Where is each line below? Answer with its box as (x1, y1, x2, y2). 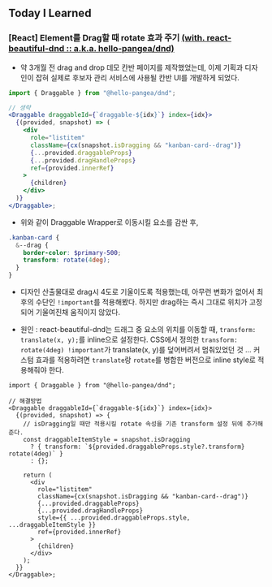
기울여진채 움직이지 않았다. (35, 308, 120, 317)
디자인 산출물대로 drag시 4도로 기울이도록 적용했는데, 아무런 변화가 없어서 (19, 287, 256, 297)
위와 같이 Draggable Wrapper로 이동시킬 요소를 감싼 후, (19, 217, 199, 227)
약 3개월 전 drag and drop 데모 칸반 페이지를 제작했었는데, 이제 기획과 (19, 63, 244, 72)
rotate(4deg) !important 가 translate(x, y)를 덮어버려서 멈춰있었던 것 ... (19, 345, 252, 355)
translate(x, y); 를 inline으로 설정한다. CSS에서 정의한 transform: (19, 335, 238, 344)
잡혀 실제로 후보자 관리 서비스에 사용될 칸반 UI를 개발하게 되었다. (35, 72, 240, 82)
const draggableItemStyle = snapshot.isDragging (23, 436, 191, 444)
